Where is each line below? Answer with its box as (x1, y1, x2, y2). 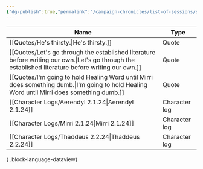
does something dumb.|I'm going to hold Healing (9, 80, 148, 89)
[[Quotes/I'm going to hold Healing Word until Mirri (9, 73, 153, 81)
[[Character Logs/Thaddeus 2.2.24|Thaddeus (9, 132, 140, 141)
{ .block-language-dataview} (6, 155, 78, 163)
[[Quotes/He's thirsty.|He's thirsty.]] (9, 38, 112, 46)
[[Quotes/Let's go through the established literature (9, 48, 156, 56)
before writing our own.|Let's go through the (9, 56, 135, 64)
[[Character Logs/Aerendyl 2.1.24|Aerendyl (9, 98, 134, 106)
